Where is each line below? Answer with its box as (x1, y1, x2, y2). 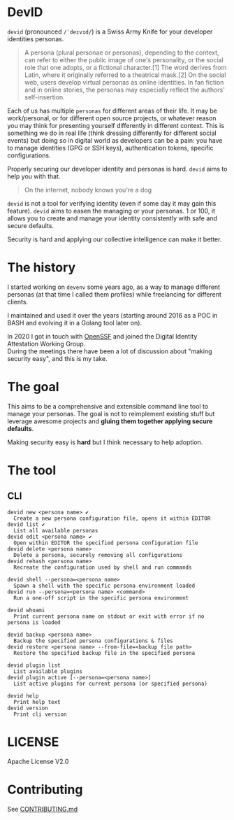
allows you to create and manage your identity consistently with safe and (7, 214, 218, 222)
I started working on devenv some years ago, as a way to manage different (7, 283, 221, 291)
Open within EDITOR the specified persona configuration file (13, 539, 198, 546)
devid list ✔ (7, 521, 45, 528)
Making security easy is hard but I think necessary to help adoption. (7, 438, 203, 446)
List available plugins (13, 667, 82, 675)
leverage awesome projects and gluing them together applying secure (7, 417, 213, 425)
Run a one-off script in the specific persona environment (13, 594, 189, 602)
